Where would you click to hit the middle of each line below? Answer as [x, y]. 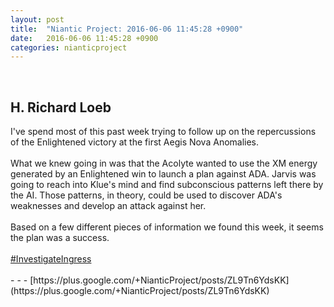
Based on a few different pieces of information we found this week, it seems [167, 227]
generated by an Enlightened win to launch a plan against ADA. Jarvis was [163, 174]
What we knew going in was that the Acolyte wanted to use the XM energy [164, 163]
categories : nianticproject [69, 47]
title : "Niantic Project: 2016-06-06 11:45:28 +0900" [127, 29]
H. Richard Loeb [61, 107]
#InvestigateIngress [51, 259]
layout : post [37, 19]
